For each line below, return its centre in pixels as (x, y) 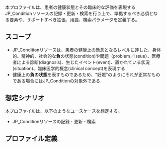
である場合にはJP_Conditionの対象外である (56, 80)
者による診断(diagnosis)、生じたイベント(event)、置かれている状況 (81, 62)
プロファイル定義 (31, 139)
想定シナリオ (25, 98)
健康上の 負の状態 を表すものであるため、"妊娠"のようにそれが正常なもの (86, 74)
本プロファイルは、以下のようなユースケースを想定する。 (64, 111)
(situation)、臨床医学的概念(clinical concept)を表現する (69, 68)
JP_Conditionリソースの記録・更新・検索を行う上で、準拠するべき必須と (79, 13)
